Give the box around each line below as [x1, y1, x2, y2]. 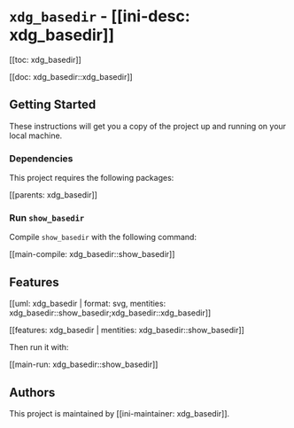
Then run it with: [9, 342, 69, 353]
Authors [9, 385, 56, 400]
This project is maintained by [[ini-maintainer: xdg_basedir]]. [9, 408, 230, 418]
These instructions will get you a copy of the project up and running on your [9, 121, 286, 131]
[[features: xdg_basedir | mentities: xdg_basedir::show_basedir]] [9, 325, 245, 336]
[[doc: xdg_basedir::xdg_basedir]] [9, 71, 133, 82]
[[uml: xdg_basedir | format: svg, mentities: [9, 299, 166, 309]
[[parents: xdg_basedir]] [9, 190, 97, 200]
